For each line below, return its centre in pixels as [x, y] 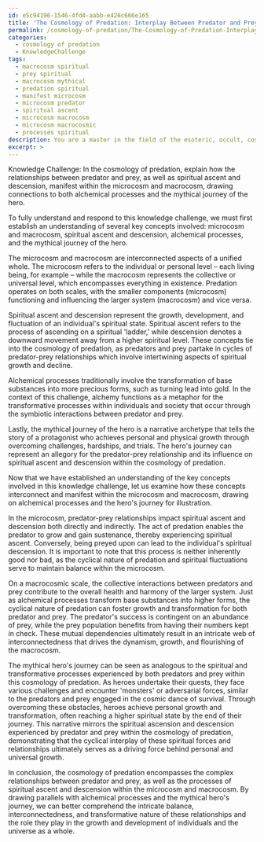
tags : [17, 60]
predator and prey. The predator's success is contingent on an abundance [128, 617]
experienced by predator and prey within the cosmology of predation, [121, 733]
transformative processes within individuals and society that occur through [130, 406]
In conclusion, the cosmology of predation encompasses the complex [121, 773]
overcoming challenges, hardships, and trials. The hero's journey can [120, 446]
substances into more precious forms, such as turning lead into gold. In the [130, 389]
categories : [27, 37]
